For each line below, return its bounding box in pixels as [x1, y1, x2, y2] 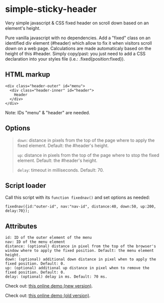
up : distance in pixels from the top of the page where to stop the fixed [17, 152, 160, 158]
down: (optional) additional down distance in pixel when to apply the [5, 257, 156, 262]
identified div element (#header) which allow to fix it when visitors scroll [5, 40, 152, 46]
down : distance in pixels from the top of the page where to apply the [17, 137, 155, 143]
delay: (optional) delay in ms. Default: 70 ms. [5, 274, 108, 279]
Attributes [5, 222, 37, 230]
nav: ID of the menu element [5, 239, 65, 244]
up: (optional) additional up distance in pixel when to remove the [5, 266, 150, 271]
